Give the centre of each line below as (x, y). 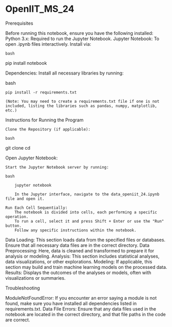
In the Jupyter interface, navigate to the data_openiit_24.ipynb (87, 194)
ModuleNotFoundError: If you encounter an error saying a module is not (81, 298)
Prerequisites (19, 23)
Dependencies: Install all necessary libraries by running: (65, 73)
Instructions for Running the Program (44, 120)
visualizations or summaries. (35, 278)
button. (14, 226)
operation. (17, 216)
